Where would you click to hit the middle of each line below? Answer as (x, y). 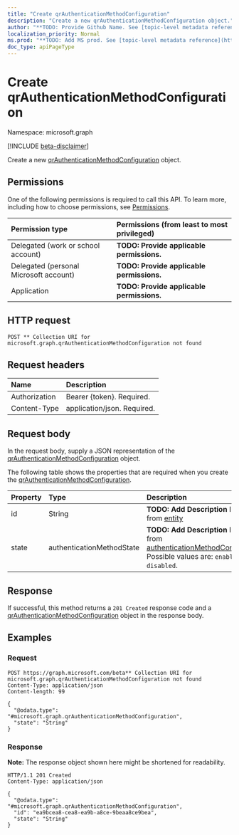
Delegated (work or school (55, 245)
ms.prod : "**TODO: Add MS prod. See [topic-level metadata (97, 41)
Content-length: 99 (36, 691)
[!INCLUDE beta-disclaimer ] (48, 146)
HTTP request (39, 321)
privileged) (136, 233)
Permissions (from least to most (172, 224)
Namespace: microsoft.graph (50, 132)
